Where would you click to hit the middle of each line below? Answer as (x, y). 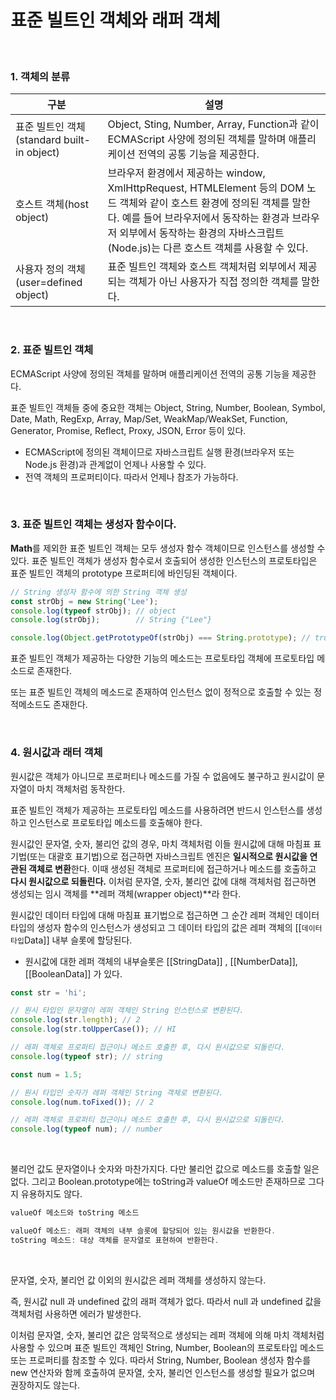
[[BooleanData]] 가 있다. (73, 973)
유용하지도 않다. (51, 1194)
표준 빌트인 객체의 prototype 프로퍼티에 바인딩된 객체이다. (124, 573)
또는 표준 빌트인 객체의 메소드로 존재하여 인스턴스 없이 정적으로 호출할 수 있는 (161, 692)
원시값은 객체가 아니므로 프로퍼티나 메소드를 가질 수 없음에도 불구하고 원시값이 (162, 776)
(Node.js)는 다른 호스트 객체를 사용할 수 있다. (208, 248)
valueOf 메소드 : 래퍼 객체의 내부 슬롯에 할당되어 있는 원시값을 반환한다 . (143, 1231)
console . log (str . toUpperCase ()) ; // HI (93, 1029)
